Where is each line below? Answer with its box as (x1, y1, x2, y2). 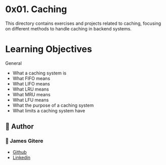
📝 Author (5, 122, 34, 131)
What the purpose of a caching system (12, 102, 94, 108)
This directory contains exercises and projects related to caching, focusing (5, 20, 161, 26)
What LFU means (12, 97, 49, 103)
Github (12, 149, 27, 155)
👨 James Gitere (5, 138, 44, 145)
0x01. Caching (5, 4, 67, 15)
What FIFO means (12, 75, 51, 81)
